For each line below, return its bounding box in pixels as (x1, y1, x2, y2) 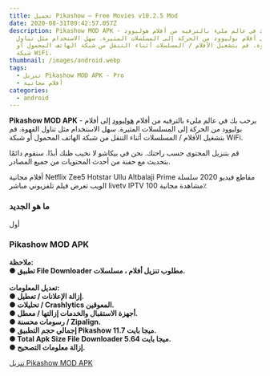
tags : (9, 64, 27, 72)
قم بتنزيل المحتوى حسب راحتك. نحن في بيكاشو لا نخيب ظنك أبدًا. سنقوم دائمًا (9, 148, 240, 158)
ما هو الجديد (9, 201, 50, 212)
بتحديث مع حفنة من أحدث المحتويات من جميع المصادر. (9, 157, 171, 167)
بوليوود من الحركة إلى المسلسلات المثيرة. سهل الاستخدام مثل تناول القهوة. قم (9, 124, 243, 134)
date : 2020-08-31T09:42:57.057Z (9, 19, 117, 27)
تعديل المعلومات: (9, 282, 60, 293)
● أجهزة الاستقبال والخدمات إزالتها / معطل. (9, 308, 139, 317)
